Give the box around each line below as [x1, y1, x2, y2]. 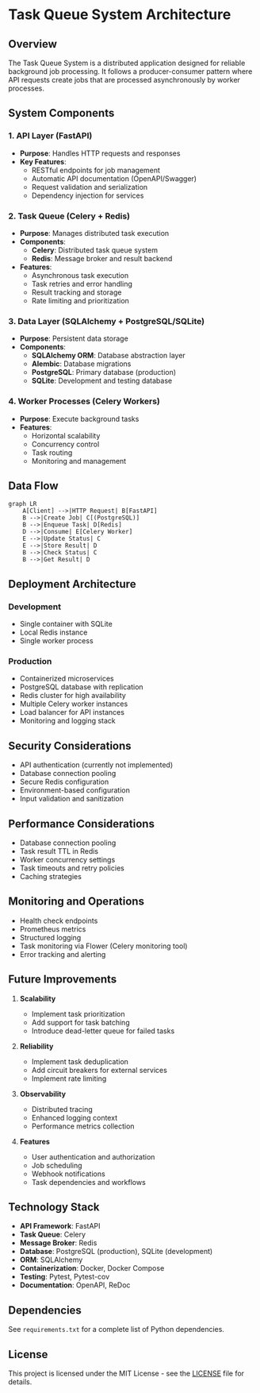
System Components [8, 106, 115, 120]
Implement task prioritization [31, 1009, 125, 1018]
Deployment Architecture [8, 577, 136, 591]
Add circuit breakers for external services [31, 1065, 168, 1075]
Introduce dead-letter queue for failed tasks [31, 1026, 175, 1036]
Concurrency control [31, 439, 100, 449]
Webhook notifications [31, 1169, 105, 1179]
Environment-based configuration [19, 785, 131, 795]
